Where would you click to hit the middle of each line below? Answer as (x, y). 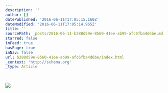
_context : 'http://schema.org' (39, 62)
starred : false (21, 39)
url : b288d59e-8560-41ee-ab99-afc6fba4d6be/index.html (65, 57)
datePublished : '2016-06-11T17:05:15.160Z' (52, 19)
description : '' (22, 10)
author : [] (17, 15)
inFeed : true (19, 43)
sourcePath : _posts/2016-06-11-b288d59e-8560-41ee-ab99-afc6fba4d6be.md (84, 34)
